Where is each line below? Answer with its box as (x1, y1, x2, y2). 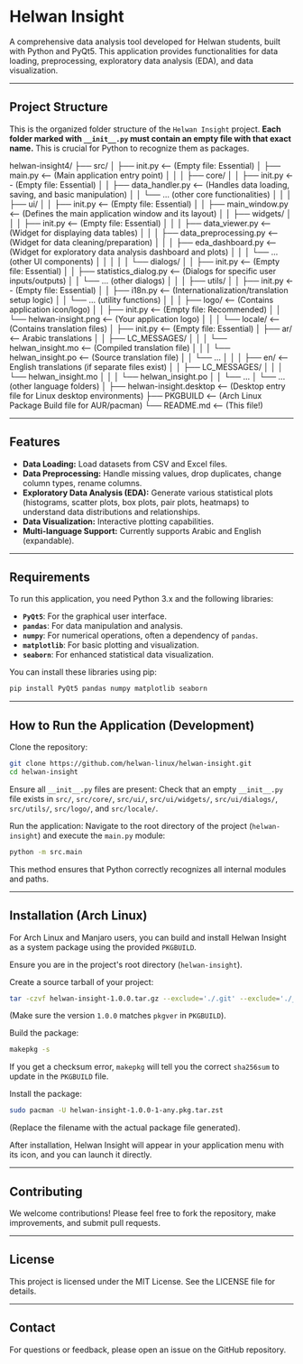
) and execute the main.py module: (37, 830, 166, 841)
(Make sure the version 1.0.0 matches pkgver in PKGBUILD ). (9, 1010, 227, 1021)
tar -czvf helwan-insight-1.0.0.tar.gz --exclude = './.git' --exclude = (9, 994, 280, 1003)
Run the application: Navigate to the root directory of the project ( (9, 820, 252, 831)
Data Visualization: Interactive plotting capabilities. (22, 516, 215, 527)
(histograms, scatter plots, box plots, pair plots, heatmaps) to (22, 496, 250, 507)
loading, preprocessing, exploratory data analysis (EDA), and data (9, 55, 254, 66)
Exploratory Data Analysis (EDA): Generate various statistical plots (22, 487, 273, 498)
